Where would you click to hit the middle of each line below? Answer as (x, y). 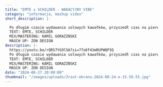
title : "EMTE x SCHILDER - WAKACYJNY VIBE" (50, 9)
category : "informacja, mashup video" (44, 14)
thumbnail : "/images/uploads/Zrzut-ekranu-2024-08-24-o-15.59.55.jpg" (78, 77)
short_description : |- (28, 18)
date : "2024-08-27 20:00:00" (34, 73)
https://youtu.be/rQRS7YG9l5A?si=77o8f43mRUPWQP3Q (62, 50)
